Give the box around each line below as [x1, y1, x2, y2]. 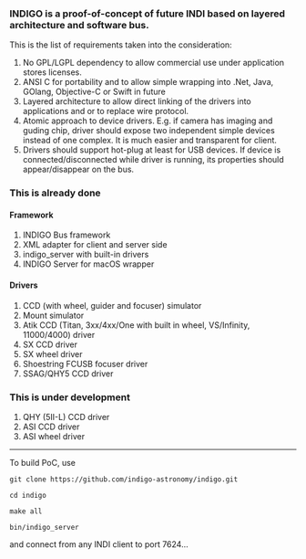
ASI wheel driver [22, 430, 85, 441]
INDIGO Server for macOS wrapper [22, 258, 155, 269]
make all [9, 506, 43, 516]
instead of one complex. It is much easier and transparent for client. [22, 135, 278, 146]
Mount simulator [22, 310, 85, 321]
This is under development [9, 391, 130, 404]
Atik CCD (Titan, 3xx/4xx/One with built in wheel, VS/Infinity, [22, 319, 250, 331]
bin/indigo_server [9, 522, 79, 532]
